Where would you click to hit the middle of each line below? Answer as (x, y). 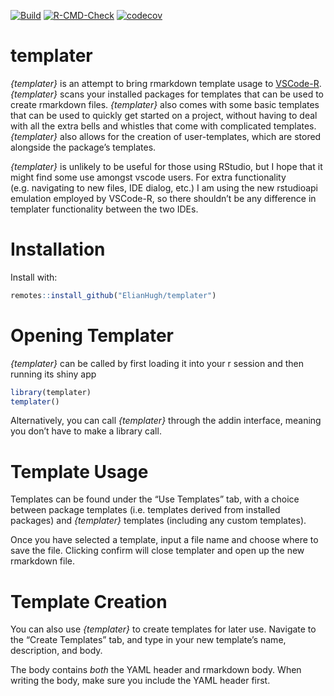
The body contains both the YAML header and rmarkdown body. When (156, 670)
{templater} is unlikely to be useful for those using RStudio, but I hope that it (166, 166)
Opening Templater (92, 335)
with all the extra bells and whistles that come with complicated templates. (163, 126)
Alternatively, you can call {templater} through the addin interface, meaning (166, 421)
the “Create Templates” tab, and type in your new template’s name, (148, 640)
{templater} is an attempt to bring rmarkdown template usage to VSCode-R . (166, 83)
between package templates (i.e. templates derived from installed (145, 510)
